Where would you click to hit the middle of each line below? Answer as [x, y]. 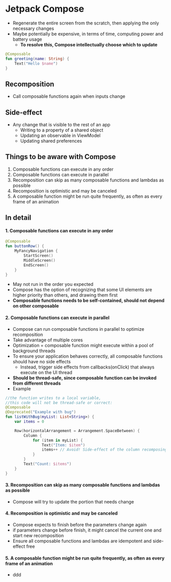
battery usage [27, 39]
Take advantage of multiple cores [48, 340]
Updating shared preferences [51, 141]
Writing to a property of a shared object [62, 130]
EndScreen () [36, 265]
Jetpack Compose [45, 9]
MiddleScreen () [40, 260]
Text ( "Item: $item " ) [63, 445]
